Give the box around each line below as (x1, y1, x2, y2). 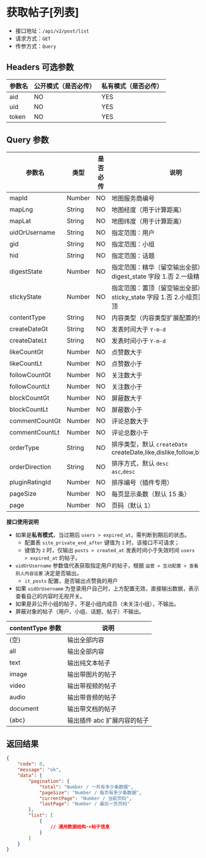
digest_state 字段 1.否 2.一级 (111, 272, 194, 281)
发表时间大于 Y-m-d (111, 325, 166, 333)
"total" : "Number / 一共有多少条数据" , (39, 784, 134, 790)
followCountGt (9, 370, 51, 379)
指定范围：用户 (111, 228, 155, 237)
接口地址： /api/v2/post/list (15, 27, 90, 34)
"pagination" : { (28, 778, 70, 784)
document (9, 704, 39, 713)
